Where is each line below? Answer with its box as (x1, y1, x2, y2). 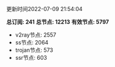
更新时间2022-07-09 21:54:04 (6, 5, 83, 12)
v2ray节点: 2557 (15, 31, 57, 38)
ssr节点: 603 (15, 54, 47, 61)
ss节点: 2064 (15, 39, 49, 46)
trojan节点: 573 (15, 46, 53, 54)
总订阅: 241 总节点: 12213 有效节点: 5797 (6, 18, 109, 26)
